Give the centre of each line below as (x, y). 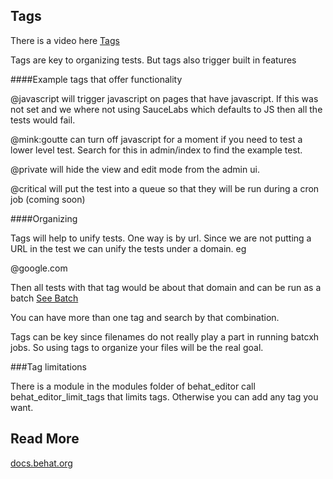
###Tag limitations (48, 366)
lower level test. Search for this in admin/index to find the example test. (156, 150)
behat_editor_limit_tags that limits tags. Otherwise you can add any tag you (164, 396)
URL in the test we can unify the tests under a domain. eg (128, 248)
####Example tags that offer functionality (96, 79)
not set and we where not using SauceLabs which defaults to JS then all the (166, 109)
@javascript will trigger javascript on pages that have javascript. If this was (164, 98)
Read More (45, 439)
